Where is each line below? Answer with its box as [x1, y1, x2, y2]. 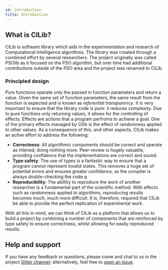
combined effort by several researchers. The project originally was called [5, 55, 156, 61]
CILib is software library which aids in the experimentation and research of [5, 44, 159, 50]
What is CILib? [5, 31, 52, 39]
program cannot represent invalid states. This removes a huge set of [12, 163, 154, 169]
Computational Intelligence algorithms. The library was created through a [5, 49, 156, 55]
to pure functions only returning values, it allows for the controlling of [5, 110, 148, 116]
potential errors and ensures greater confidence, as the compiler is [12, 168, 151, 174]
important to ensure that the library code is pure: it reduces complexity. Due [5, 105, 162, 111]
